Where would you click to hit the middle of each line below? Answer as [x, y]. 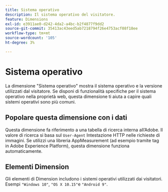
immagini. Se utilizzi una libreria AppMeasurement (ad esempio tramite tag [82, 140]
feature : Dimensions [27, 19]
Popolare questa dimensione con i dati [66, 118]
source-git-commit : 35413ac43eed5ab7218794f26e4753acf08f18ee [71, 29]
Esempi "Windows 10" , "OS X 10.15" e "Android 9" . [56, 184]
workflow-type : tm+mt [28, 33]
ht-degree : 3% [20, 43]
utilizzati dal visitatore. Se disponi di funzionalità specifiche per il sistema [81, 91]
